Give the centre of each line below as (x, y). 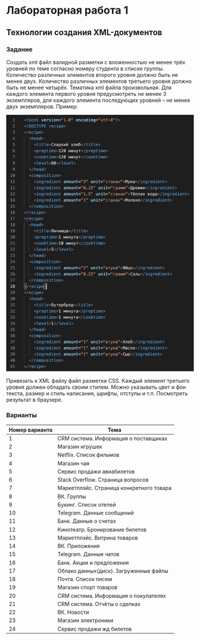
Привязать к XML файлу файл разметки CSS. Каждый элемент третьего (98, 380)
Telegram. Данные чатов (88, 554)
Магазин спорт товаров (87, 588)
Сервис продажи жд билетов (95, 629)
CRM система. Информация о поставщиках (112, 438)
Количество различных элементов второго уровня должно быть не (92, 74)
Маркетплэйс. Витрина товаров (98, 538)
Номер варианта (30, 430)
